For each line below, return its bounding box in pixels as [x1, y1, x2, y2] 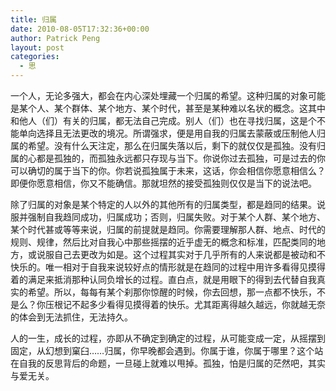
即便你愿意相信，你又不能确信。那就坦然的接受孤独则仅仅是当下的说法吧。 [10, 177, 317, 189]
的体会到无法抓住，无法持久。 [10, 311, 133, 323]
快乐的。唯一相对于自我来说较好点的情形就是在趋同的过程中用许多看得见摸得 [10, 261, 326, 273]
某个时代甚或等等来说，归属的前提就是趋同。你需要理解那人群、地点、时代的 [10, 224, 326, 235]
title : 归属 [10, 14, 57, 25]
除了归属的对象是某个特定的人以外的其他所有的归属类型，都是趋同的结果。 [10, 199, 317, 210]
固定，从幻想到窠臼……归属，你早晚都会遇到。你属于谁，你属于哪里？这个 [10, 345, 315, 356]
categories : [10, 52, 60, 62]
